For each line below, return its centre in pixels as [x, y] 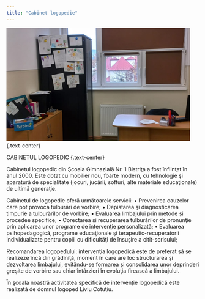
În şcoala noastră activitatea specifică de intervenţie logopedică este [93, 282]
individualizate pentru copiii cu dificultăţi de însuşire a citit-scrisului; [92, 239]
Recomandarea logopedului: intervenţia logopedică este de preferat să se [99, 251]
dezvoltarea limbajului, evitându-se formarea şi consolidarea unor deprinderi [103, 264]
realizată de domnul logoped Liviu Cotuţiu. [60, 289]
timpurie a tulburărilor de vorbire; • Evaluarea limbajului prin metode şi [95, 213]
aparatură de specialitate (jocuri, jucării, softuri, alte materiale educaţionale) [102, 182]
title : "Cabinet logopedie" [42, 13]
